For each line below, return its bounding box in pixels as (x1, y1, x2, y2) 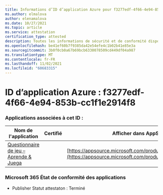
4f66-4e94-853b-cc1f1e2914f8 (5, 97, 136, 108)
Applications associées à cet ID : (5, 115, 83, 122)
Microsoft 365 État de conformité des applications (5, 174, 126, 181)
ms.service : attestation (5, 30, 55, 35)
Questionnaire (7, 142, 40, 148)
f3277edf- (102, 87, 145, 98)
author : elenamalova (5, 16, 47, 21)
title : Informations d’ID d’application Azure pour (5, 7, 112, 12)
